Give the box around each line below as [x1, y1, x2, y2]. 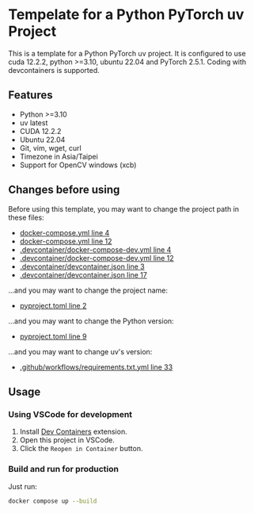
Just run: [8, 481, 38, 491]
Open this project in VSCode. [19, 435, 115, 445]
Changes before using [8, 183, 120, 197]
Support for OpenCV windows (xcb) [19, 160, 137, 170]
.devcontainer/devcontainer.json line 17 [19, 270, 148, 279]
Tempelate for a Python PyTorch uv [8, 6, 245, 24]
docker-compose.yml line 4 [19, 228, 110, 237]
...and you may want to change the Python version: [8, 316, 174, 326]
